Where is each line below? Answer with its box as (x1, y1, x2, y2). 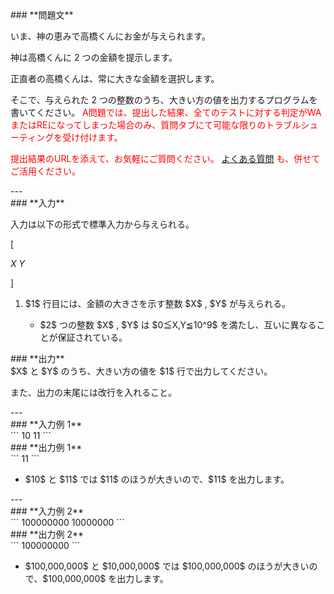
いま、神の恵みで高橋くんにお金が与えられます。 (10, 30, 212, 42)
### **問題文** (10, 9, 74, 21)
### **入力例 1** (10, 418, 83, 430)
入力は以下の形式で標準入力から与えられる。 (10, 218, 195, 230)
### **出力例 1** (10, 442, 83, 453)
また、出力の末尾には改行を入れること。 (10, 387, 177, 398)
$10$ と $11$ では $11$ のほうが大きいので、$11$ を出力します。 (24, 473, 290, 485)
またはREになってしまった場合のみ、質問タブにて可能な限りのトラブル (10, 119, 302, 131)
